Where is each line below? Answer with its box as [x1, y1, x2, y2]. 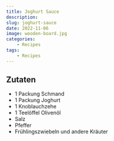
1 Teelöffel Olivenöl [14, 109, 61, 116]
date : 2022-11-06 [6, 25, 49, 31]
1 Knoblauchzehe [14, 103, 57, 110]
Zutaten [6, 75, 37, 85]
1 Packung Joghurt [14, 97, 61, 104]
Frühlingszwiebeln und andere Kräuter [14, 128, 108, 135]
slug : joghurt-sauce [6, 20, 57, 25]
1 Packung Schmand [14, 90, 65, 98]
